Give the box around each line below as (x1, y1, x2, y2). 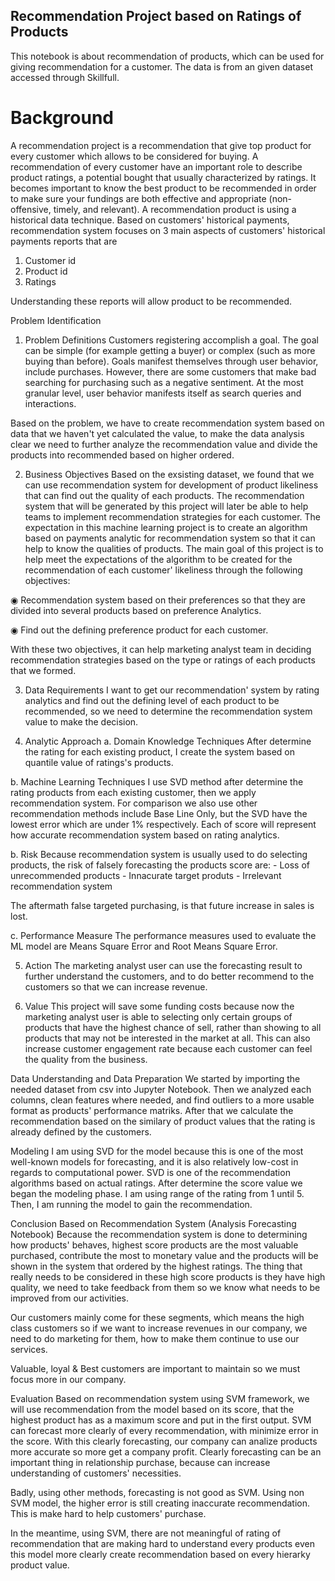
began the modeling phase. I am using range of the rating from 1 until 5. (10, 1187, 305, 1199)
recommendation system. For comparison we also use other (10, 797, 258, 809)
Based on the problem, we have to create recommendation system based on (10, 417, 325, 429)
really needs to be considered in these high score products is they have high (10, 1270, 326, 1283)
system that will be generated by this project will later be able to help (24, 500, 309, 512)
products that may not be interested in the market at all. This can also (24, 1032, 311, 1044)
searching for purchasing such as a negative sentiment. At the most (24, 376, 304, 388)
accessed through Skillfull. (10, 71, 120, 83)
